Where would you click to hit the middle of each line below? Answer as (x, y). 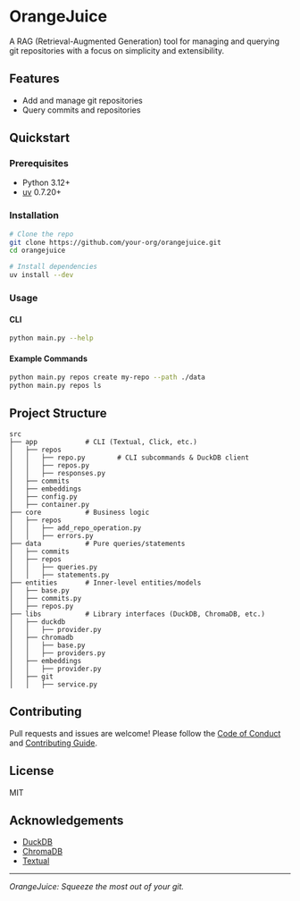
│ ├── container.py (50, 504)
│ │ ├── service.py (54, 684)
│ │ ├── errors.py (51, 535)
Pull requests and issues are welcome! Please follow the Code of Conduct (145, 733)
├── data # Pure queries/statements (97, 543)
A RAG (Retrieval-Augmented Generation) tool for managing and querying (144, 41)
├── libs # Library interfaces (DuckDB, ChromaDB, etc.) (137, 614)
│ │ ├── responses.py (57, 473)
